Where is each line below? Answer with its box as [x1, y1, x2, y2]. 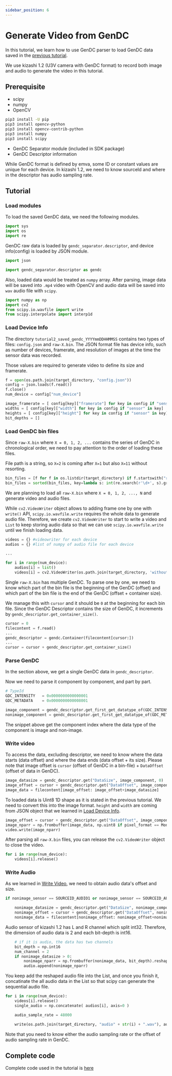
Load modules [5, 202, 41, 209]
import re [5, 234, 27, 239]
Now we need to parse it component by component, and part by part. [5, 678, 152, 685]
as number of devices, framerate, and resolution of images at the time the [5, 347, 161, 353]
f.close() [5, 387, 27, 392]
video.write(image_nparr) [5, 827, 60, 832]
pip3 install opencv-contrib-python [5, 127, 83, 132]
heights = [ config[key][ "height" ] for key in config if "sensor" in [5, 410, 157, 416]
